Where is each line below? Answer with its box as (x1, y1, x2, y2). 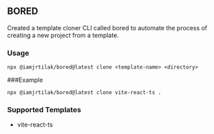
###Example (7, 76, 43, 85)
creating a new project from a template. (7, 31, 119, 39)
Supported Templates (7, 105, 81, 115)
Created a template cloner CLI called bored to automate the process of (7, 23, 208, 32)
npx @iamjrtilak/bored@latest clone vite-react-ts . (7, 89, 162, 96)
